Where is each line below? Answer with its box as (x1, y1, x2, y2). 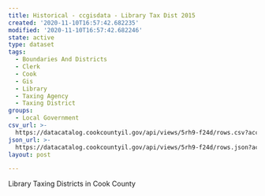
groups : (8, 107, 34, 115)
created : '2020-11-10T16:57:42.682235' (8, 19, 140, 27)
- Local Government (15, 114, 80, 122)
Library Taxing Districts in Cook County (8, 179, 136, 189)
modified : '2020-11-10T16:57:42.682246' (8, 26, 144, 34)
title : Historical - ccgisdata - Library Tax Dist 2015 (8, 11, 196, 20)
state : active (8, 33, 55, 42)
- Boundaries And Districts (15, 56, 108, 64)
